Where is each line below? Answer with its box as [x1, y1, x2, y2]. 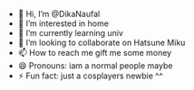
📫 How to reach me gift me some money [17, 48, 172, 58]
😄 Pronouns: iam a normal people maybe [17, 60, 173, 71]
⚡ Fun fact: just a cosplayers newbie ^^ [17, 70, 163, 81]
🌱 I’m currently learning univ [17, 28, 124, 38]
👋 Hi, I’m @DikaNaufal [17, 9, 101, 19]
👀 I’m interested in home [17, 18, 109, 29]
